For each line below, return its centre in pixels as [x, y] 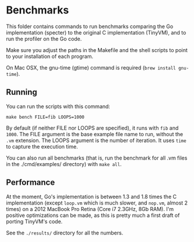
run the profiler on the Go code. [44, 39]
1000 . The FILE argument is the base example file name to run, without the [95, 134]
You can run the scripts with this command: [58, 106]
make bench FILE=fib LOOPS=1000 [45, 117]
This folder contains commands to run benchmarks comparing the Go [90, 26]
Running [22, 92]
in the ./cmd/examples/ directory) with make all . [64, 164]
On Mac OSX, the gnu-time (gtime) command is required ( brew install [91, 67]
